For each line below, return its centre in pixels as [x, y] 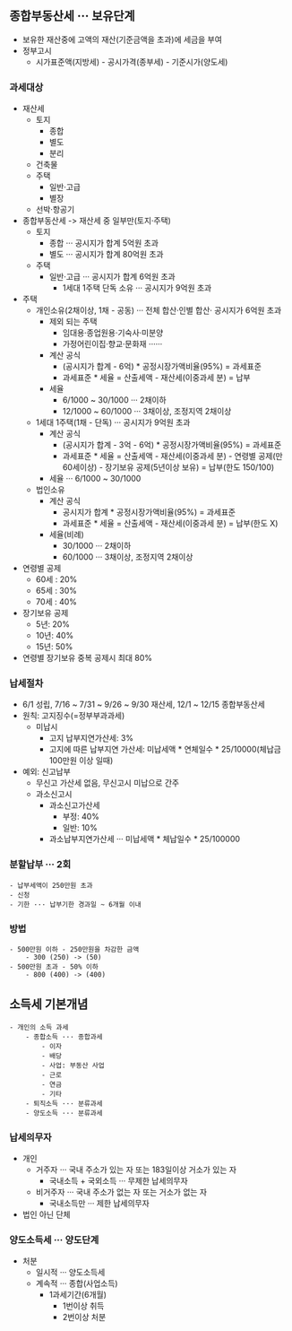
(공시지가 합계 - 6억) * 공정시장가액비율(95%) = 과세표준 [162, 367]
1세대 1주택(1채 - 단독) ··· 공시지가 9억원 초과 [113, 422]
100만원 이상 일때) [81, 761]
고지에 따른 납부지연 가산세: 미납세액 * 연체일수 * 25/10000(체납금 [165, 749]
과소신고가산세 [74, 805]
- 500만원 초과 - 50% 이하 [54, 967]
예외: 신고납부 [47, 772]
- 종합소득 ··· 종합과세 [64, 1037]
